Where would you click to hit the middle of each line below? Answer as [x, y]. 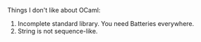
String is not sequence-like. [57, 31]
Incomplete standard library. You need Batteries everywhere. [106, 23]
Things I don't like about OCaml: [54, 10]
